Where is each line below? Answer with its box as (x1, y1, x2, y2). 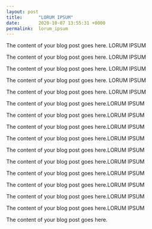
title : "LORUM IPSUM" (6, 14, 74, 20)
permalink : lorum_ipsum (6, 25, 68, 32)
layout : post (6, 8, 39, 15)
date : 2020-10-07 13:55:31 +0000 (6, 20, 106, 26)
